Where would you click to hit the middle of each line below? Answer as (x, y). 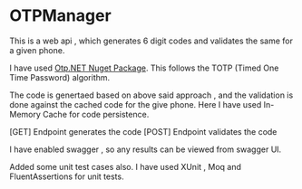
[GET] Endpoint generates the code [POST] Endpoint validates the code (143, 131)
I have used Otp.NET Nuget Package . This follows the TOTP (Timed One (144, 68)
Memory (25, 114)
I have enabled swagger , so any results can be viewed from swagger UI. (146, 149)
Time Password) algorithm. (60, 77)
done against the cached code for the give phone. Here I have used (136, 104)
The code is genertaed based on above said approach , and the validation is (151, 95)
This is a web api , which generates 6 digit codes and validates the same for (151, 41)
